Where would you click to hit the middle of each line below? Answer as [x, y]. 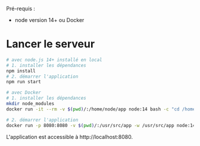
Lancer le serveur [51, 44]
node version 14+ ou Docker [49, 20]
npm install [21, 71]
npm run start [24, 82]
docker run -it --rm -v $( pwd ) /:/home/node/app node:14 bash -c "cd [93, 109]
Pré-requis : [21, 9]
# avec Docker [24, 93]
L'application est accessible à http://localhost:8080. [69, 137]
